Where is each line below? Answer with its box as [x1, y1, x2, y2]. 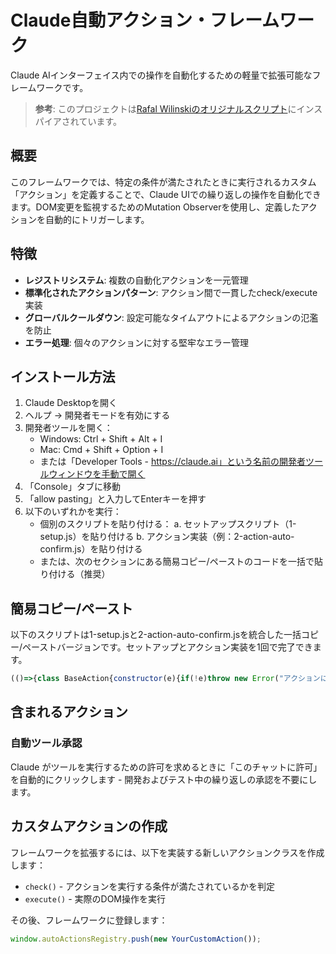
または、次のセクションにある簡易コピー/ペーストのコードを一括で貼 [39, 556, 323, 568]
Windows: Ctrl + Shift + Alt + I [39, 433, 163, 445]
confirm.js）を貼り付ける [39, 543, 143, 555]
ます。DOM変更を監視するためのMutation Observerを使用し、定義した [10, 201, 301, 213]
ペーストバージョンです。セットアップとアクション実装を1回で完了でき [22, 641, 313, 653]
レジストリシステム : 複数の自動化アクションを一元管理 [24, 274, 249, 286]
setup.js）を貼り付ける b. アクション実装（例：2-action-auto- [39, 531, 295, 543]
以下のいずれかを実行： [24, 506, 122, 518]
